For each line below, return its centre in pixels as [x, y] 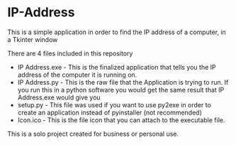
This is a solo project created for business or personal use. [93, 134]
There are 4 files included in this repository [70, 53]
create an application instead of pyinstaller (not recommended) [109, 112]
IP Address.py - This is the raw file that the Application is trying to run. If [123, 82]
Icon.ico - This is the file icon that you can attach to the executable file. [121, 120]
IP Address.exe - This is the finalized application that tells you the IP [117, 67]
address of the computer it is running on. [77, 75]
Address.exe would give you [59, 97]
